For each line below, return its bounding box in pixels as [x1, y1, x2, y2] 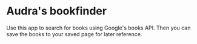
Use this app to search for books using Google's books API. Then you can [6, 24, 191, 31]
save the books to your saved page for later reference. [6, 30, 142, 37]
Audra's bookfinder [6, 4, 107, 18]
